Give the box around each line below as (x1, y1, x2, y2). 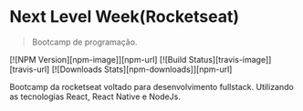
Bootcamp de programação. (31, 36, 138, 47)
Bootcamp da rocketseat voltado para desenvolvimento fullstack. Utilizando (9, 81, 294, 92)
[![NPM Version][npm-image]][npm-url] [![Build (9, 54, 187, 65)
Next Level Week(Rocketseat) (9, 6, 240, 27)
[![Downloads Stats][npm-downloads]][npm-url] (51, 64, 233, 75)
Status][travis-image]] (188, 54, 272, 65)
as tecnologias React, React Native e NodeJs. (9, 91, 181, 102)
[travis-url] (9, 64, 50, 75)
